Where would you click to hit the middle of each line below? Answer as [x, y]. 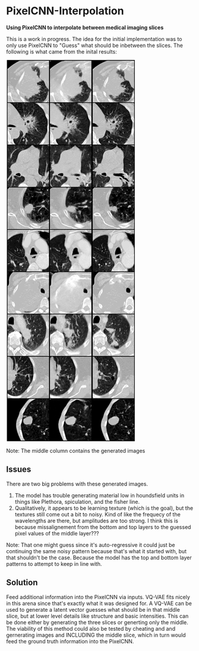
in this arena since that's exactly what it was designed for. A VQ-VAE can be [99, 603]
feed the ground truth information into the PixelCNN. [70, 641]
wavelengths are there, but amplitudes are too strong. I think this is [96, 521]
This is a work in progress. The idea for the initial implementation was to [94, 39]
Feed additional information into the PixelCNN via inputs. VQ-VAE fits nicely [98, 597]
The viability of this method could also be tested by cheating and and [91, 628]
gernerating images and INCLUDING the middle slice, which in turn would [96, 635]
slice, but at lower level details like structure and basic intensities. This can [97, 616]
